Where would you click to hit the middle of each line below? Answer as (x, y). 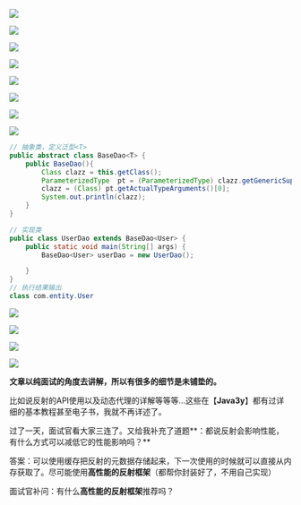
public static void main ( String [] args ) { (106, 246)
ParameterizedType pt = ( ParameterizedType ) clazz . (142, 180)
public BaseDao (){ (60, 164)
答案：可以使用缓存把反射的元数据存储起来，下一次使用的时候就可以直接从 (146, 460)
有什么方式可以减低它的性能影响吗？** (80, 441)
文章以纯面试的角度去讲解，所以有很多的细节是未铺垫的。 (115, 381)
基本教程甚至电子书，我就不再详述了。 (95, 411)
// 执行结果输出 (35, 288)
